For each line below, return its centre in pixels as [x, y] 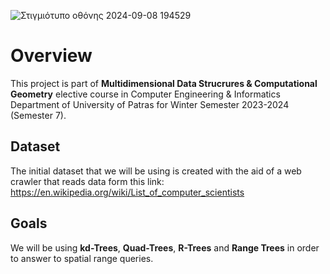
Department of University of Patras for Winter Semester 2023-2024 [150, 104]
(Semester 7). [38, 115]
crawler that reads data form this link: [87, 181]
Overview [51, 56]
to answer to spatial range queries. [82, 258]
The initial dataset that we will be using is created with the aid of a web [156, 171]
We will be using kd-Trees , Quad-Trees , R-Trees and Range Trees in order [165, 247]
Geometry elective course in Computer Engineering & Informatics [145, 94]
